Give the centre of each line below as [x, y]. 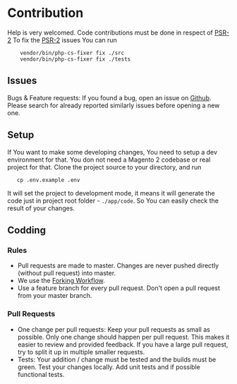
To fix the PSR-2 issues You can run [65, 40]
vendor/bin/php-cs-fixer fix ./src [72, 53]
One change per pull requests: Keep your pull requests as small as [114, 329]
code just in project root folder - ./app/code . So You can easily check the [113, 200]
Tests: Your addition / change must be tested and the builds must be [117, 359]
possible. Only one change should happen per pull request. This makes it [123, 337]
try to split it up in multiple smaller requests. [81, 352]
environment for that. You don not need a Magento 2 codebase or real [109, 160]
